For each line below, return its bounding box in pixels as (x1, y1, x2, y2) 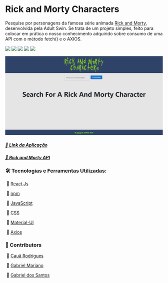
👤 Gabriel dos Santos (6, 272, 50, 278)
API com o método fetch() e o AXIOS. (5, 36, 82, 42)
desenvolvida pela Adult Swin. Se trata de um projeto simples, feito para (5, 25, 154, 31)
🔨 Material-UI (6, 219, 34, 225)
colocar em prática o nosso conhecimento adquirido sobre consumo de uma (5, 30, 163, 36)
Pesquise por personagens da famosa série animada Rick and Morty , (5, 20, 147, 26)
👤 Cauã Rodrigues (6, 253, 44, 259)
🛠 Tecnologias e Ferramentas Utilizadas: (5, 167, 107, 174)
